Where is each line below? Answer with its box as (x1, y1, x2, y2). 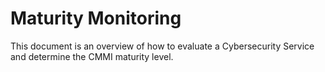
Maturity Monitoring (10, 7, 182, 30)
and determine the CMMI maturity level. (10, 50, 174, 62)
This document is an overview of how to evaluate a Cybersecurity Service (10, 40, 315, 52)
